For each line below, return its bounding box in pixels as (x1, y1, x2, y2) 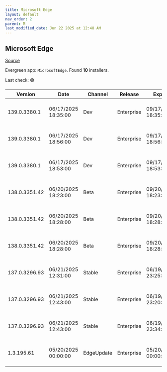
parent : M (5, 21, 26, 26)
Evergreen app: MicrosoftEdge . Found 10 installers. (5, 67, 109, 73)
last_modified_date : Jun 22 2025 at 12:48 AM (5, 26, 101, 31)
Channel (87, 91, 108, 98)
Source (5, 57, 20, 63)
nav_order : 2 (5, 16, 32, 21)
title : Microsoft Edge (5, 7, 52, 12)
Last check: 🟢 (5, 77, 35, 83)
